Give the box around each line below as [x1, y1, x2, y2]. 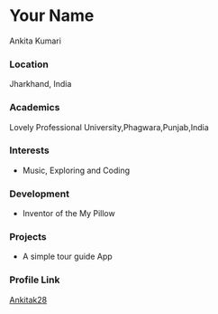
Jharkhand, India [9, 79, 72, 90]
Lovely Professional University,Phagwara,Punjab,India [9, 121, 209, 132]
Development [9, 187, 70, 200]
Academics [9, 101, 60, 114]
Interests [9, 144, 50, 157]
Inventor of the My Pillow [22, 208, 115, 219]
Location [9, 58, 50, 71]
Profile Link [9, 273, 60, 286]
